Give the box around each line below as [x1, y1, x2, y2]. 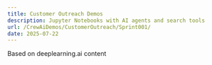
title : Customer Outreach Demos [7, 10, 103, 18]
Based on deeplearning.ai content [7, 49, 107, 58]
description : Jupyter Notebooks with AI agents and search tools [7, 17, 205, 24]
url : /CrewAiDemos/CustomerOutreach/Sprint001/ [7, 23, 152, 30]
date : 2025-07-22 [7, 30, 59, 37]
